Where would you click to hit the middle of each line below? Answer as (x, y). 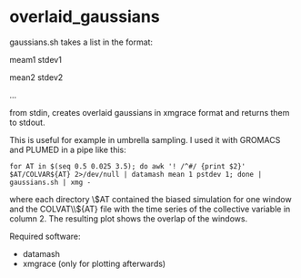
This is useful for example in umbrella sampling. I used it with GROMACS (145, 139)
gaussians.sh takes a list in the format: (81, 42)
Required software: (45, 236)
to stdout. (27, 122)
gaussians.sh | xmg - (50, 182)
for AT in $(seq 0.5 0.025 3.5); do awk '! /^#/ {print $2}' (128, 166)
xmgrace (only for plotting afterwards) (94, 263)
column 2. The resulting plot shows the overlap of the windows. (129, 218)
